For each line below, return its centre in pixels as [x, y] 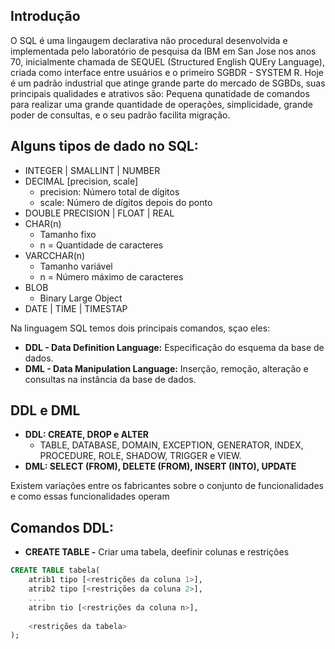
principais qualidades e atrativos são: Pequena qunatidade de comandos [160, 93]
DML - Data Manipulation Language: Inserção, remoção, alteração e [166, 368]
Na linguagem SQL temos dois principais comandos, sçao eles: [140, 328]
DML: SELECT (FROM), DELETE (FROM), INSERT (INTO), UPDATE [160, 466]
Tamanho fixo [68, 234]
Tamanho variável [76, 266]
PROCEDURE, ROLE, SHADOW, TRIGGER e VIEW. [140, 456]
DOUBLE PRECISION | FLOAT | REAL [99, 213]
